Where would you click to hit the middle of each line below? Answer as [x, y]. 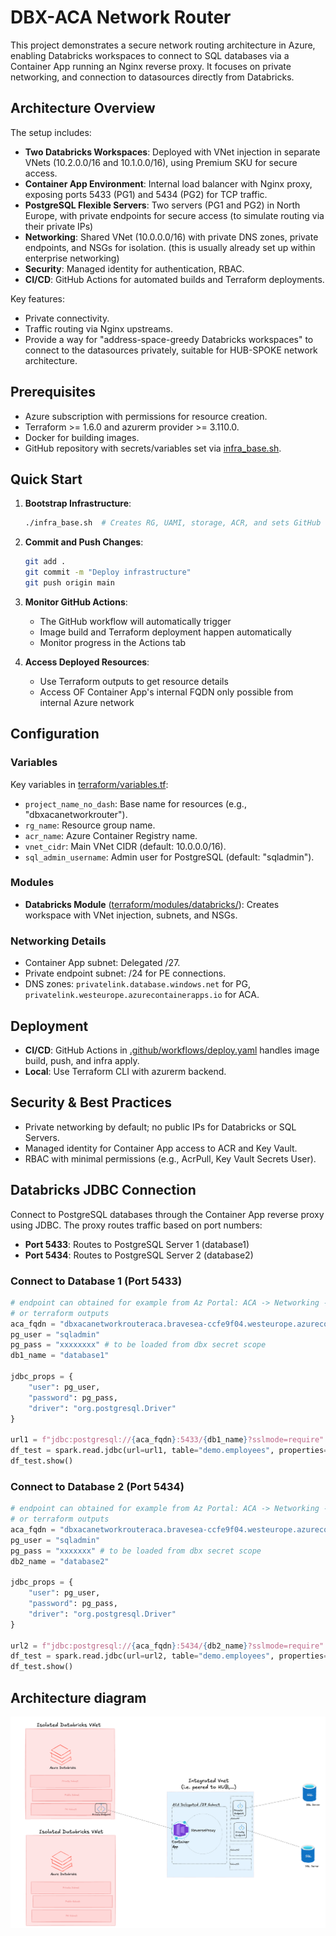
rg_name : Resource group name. [90, 825]
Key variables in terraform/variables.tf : [89, 784]
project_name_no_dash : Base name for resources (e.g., [135, 803]
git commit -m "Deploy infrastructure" [108, 572]
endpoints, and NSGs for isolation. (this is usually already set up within [170, 247]
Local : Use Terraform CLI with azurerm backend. [125, 1071]
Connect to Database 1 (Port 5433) [96, 1281]
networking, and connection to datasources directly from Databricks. [152, 77]
